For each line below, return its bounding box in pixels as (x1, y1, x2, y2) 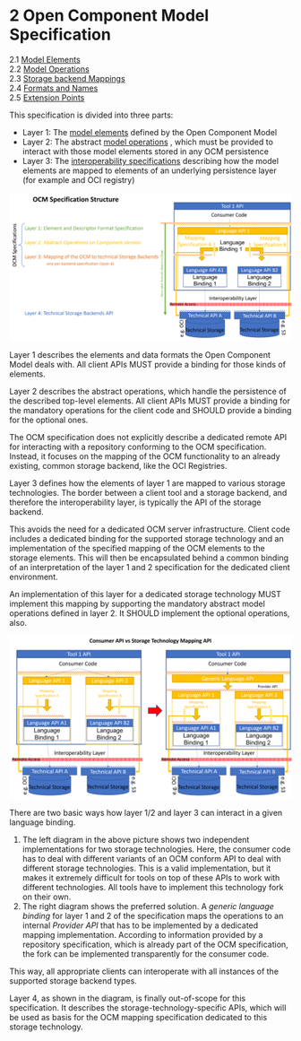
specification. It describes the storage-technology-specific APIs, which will (9, 1002, 287, 1013)
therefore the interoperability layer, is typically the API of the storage (9, 497, 262, 507)
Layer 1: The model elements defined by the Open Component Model (21, 126, 278, 137)
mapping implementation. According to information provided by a (21, 929, 263, 940)
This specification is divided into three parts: (9, 109, 174, 120)
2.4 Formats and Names (9, 82, 99, 93)
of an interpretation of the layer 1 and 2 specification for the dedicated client (9, 562, 291, 573)
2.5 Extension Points (9, 91, 85, 103)
